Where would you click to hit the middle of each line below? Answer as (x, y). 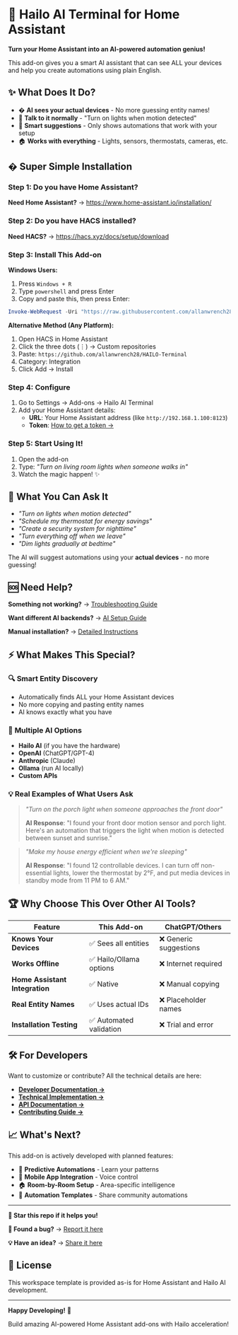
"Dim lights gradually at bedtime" (67, 544)
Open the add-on (43, 459)
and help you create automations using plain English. (85, 70)
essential (38, 873)
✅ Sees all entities (119, 943)
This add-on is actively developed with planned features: (91, 1155)
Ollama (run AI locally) (51, 768)
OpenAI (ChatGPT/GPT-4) (56, 753)
